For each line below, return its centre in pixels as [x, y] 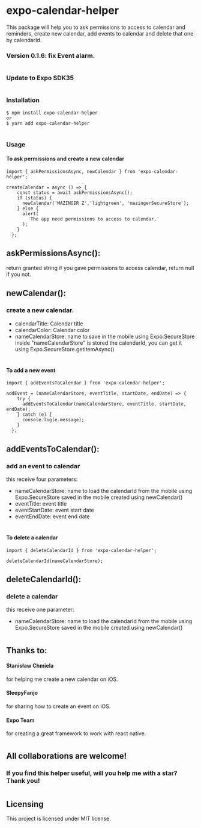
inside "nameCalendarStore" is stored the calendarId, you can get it [98, 343]
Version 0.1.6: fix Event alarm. [51, 55]
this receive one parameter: [40, 610]
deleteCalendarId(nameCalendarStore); [55, 561]
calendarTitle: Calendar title [49, 324]
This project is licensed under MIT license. [58, 818]
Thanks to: [27, 651]
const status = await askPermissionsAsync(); [75, 193]
